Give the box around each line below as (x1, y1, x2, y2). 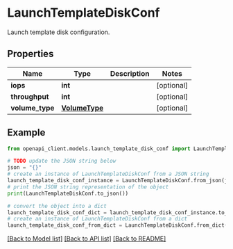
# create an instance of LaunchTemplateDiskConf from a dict (7, 216, 188, 223)
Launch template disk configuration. (7, 28, 110, 36)
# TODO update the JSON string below (7, 158, 116, 165)
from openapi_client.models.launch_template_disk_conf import (7, 145, 191, 152)
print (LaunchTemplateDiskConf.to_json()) (7, 190, 129, 197)
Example (7, 127, 46, 138)
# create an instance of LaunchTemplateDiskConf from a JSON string (7, 170, 209, 178)
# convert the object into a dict (7, 202, 107, 209)
